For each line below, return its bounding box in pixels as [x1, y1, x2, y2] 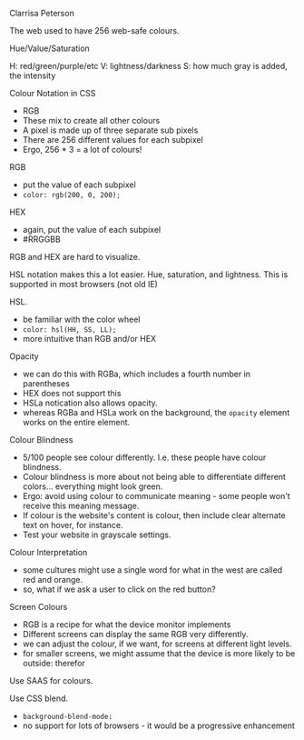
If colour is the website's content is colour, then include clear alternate [22, 510, 286, 521]
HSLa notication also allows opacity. [22, 397, 159, 408]
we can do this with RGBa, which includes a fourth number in [22, 368, 251, 379]
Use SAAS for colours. [9, 675, 93, 685]
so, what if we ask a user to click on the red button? [22, 584, 216, 595]
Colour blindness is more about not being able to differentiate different [22, 472, 286, 482]
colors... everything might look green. [22, 481, 163, 492]
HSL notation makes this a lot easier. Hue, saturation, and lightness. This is [9, 269, 289, 280]
